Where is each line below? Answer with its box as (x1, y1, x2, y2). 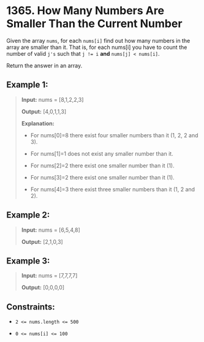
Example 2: (6, 210, 50, 221)
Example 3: (6, 256, 50, 266)
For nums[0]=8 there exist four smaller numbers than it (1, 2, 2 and (30, 131, 198, 139)
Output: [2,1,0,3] (21, 238, 63, 245)
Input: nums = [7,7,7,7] (21, 272, 78, 279)
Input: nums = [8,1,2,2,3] (21, 96, 84, 103)
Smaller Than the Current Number (6, 17, 183, 31)
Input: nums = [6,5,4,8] (21, 226, 81, 234)
